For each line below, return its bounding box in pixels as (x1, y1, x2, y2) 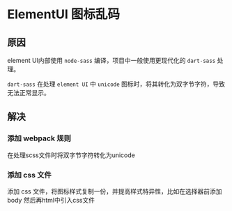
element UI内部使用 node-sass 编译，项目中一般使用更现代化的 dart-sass (7, 57, 216, 64)
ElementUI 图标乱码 (7, 6, 121, 22)
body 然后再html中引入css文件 (7, 196, 95, 204)
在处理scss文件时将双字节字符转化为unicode (7, 151, 136, 159)
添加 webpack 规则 (7, 133, 72, 143)
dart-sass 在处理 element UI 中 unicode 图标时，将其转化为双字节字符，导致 (7, 80, 225, 88)
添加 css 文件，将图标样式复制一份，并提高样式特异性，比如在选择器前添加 (7, 187, 222, 196)
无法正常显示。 (7, 89, 50, 96)
